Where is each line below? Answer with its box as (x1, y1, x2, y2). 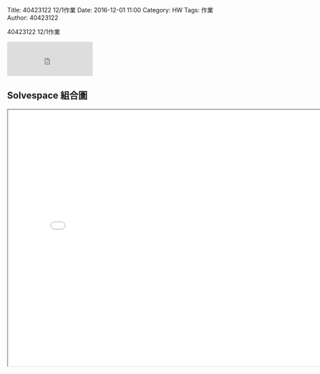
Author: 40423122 (7, 14, 59, 22)
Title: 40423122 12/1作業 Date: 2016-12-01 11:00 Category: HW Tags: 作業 (7, 6, 214, 14)
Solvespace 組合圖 (7, 90, 88, 101)
